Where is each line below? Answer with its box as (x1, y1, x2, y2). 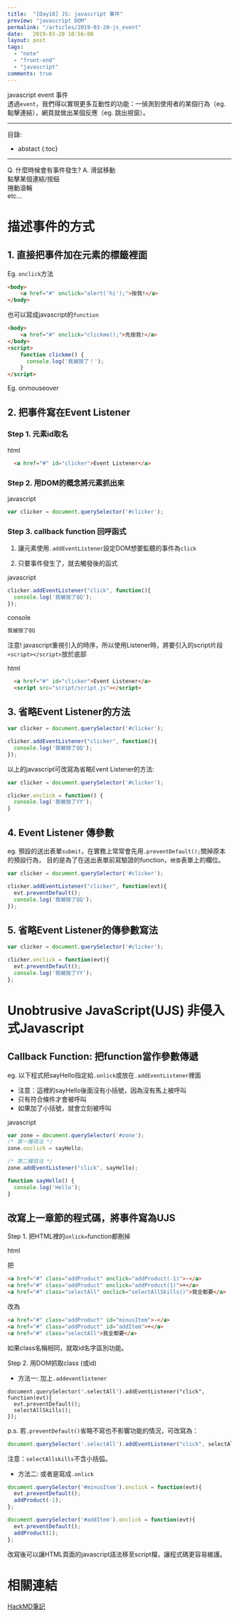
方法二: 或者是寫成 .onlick (17, 1469, 94, 1478)
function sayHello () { (7, 1177, 75, 1184)
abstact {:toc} (17, 144, 58, 153)
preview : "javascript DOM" (7, 17, 87, 24)
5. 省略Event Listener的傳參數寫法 (7, 924, 159, 936)
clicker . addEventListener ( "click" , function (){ (7, 587, 152, 594)
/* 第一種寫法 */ (7, 1138, 53, 1146)
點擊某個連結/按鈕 (7, 174, 60, 183)
